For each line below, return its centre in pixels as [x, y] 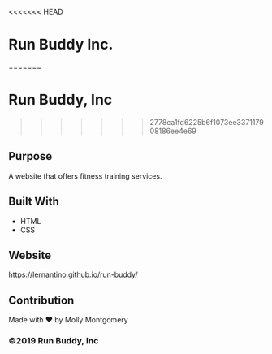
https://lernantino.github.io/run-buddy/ [73, 274]
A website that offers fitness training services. [85, 176]
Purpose [30, 156]
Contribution [41, 300]
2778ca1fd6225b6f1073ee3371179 [207, 122]
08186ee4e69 [173, 131]
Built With [34, 202]
